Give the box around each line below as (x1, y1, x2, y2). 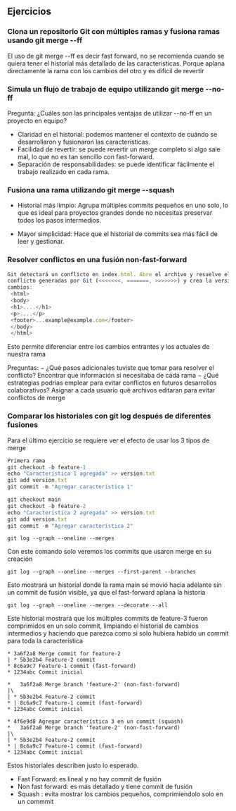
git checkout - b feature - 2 (7, 502, 86, 509)
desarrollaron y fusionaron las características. (17, 137, 151, 146)
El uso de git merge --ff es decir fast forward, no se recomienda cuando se (7, 51, 225, 60)
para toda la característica (7, 637, 83, 645)
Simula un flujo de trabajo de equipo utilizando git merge (7, 84, 204, 94)
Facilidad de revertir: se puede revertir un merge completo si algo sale (17, 144, 221, 154)
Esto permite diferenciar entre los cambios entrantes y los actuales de (7, 342, 210, 351)
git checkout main (7, 496, 61, 503)
